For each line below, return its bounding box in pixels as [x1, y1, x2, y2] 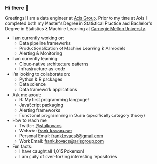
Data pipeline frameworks [19, 40, 71, 46]
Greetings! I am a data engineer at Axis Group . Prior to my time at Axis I [5, 16, 147, 21]
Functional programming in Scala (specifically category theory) [19, 113, 145, 118]
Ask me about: [12, 92, 41, 98]
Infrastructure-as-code [19, 66, 65, 72]
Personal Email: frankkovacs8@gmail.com [19, 133, 103, 139]
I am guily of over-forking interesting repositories [19, 154, 117, 160]
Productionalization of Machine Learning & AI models [19, 46, 126, 51]
